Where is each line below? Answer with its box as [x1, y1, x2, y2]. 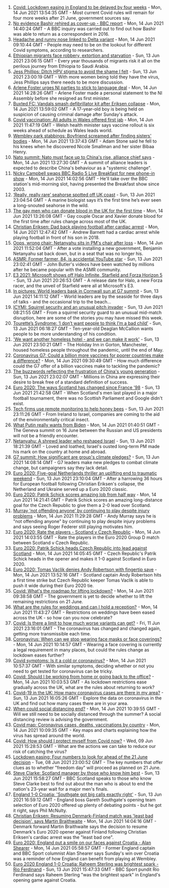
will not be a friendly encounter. [13, 433, 79, 438]
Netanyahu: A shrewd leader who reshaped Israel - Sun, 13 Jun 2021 [13, 438, 155, 444]
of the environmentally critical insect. [13, 417, 90, 422]
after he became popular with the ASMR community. [13, 267, 121, 273]
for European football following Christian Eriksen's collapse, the [13, 481, 144, 487]
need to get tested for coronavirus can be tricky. [13, 668, 113, 674]
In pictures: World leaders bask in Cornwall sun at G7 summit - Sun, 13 [13, 288, 159, 294]
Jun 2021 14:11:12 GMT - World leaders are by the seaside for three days [13, 293, 162, 299]
